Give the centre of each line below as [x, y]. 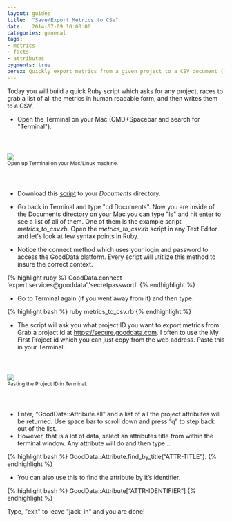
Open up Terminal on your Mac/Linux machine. [63, 163]
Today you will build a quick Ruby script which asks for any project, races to [115, 91]
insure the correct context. [55, 264]
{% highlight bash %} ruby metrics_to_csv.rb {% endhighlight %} [99, 311]
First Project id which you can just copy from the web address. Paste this [121, 340]
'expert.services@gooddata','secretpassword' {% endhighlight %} [101, 284]
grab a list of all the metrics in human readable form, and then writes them [113, 98]
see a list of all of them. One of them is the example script [99, 221]
